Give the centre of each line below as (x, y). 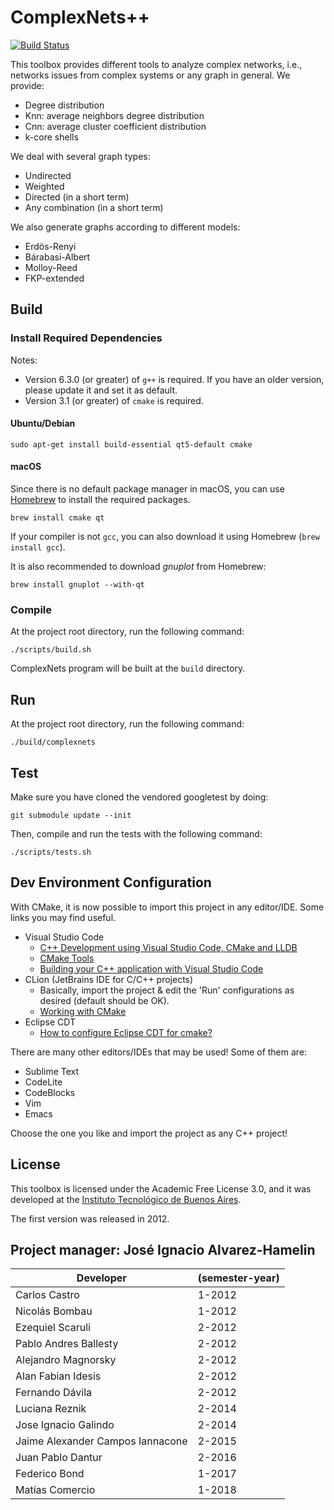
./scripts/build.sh (51, 650)
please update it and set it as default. (101, 390)
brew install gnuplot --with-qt (77, 585)
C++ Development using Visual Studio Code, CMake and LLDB (168, 947)
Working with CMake (83, 1011)
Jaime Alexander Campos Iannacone (101, 1441)
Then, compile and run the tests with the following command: (136, 833)
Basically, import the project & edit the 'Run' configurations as (167, 990)
